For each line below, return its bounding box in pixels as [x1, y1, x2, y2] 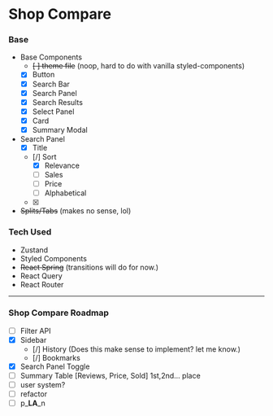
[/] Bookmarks [32, 353, 81, 362]
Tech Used [8, 226, 52, 238]
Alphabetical [44, 188, 87, 198]
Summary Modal [32, 125, 88, 134]
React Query [19, 270, 63, 281]
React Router [19, 279, 64, 289]
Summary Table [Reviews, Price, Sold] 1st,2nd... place [19, 371, 201, 381]
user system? [19, 380, 66, 390]
